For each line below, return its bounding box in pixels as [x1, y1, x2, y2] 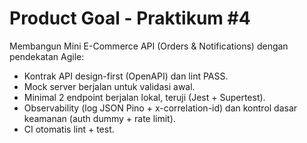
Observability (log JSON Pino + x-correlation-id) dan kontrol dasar [23, 102, 298, 114]
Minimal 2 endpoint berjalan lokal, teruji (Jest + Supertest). [23, 91, 266, 103]
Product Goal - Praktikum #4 [9, 7, 251, 30]
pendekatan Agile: [9, 50, 85, 62]
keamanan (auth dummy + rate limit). [23, 112, 176, 124]
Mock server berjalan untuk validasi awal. [23, 80, 196, 92]
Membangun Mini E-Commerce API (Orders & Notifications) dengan [9, 40, 289, 52]
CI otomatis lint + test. [23, 123, 115, 135]
